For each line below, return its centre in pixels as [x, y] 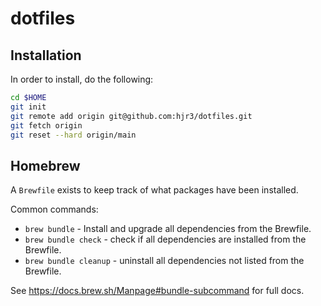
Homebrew [45, 165]
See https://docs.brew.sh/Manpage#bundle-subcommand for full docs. [157, 291]
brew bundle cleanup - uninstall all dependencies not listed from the [164, 261]
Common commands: [54, 209]
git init [28, 107]
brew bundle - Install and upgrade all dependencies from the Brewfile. [168, 229]
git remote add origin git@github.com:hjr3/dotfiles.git [131, 116]
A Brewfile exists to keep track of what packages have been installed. [154, 190]
